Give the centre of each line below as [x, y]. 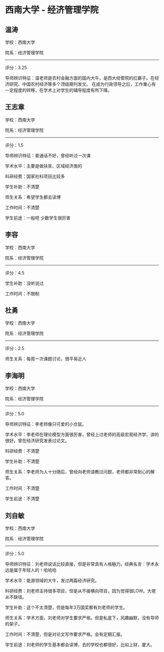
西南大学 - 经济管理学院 [52, 10]
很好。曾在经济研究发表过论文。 [37, 441]
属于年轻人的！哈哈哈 [35, 570]
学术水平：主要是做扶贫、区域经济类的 [43, 166]
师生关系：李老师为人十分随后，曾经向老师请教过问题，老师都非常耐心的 [78, 472]
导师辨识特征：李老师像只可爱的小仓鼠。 [46, 424]
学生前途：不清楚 [22, 499]
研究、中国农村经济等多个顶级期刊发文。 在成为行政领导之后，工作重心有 [82, 84]
